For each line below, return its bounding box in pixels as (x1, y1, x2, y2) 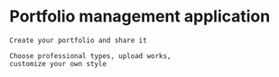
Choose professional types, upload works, (9, 51, 172, 60)
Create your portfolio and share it (9, 36, 147, 45)
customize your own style (9, 59, 107, 68)
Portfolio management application (9, 6, 271, 27)
